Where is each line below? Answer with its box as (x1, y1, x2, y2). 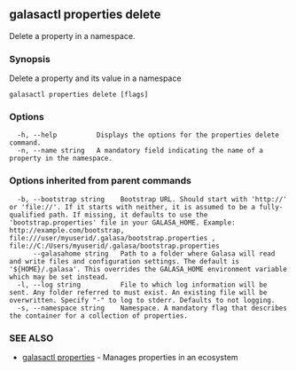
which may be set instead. (9, 272, 109, 281)
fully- (259, 202, 284, 211)
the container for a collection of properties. (9, 311, 189, 320)
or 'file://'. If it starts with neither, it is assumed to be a (9, 202, 255, 211)
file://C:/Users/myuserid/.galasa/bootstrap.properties (9, 241, 220, 250)
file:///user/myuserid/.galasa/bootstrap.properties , (9, 233, 216, 242)
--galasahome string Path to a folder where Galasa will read (32, 249, 276, 258)
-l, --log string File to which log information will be (17, 280, 268, 289)
